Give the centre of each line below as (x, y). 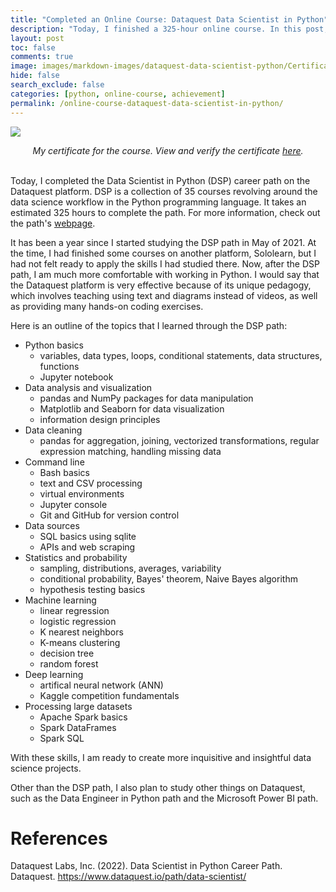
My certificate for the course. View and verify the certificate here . (168, 150)
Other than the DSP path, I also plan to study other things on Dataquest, (158, 787)
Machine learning (60, 600)
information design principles (100, 419)
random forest (69, 663)
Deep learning (54, 674)
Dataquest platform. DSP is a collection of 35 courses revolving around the (164, 191)
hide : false (35, 76)
